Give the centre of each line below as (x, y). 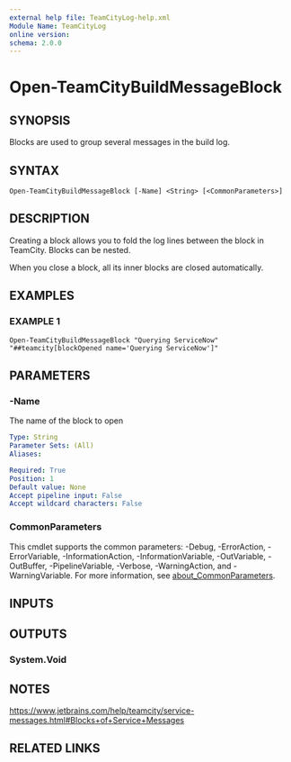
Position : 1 (31, 478)
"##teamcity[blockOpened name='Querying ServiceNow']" (114, 348)
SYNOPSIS (40, 120)
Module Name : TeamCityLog (57, 26)
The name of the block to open (66, 421)
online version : (40, 34)
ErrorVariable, (35, 556)
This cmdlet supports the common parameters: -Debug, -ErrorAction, (138, 547)
